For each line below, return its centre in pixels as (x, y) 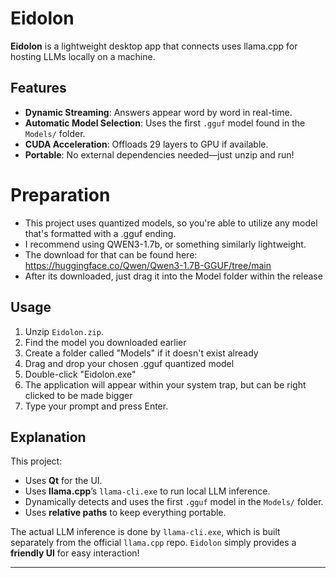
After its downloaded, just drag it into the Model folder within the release (173, 276)
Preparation (60, 194)
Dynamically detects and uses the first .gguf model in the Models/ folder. (174, 502)
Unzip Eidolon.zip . (64, 331)
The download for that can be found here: (111, 254)
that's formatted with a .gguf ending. (100, 233)
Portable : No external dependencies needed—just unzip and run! (159, 154)
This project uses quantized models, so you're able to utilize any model (171, 223)
